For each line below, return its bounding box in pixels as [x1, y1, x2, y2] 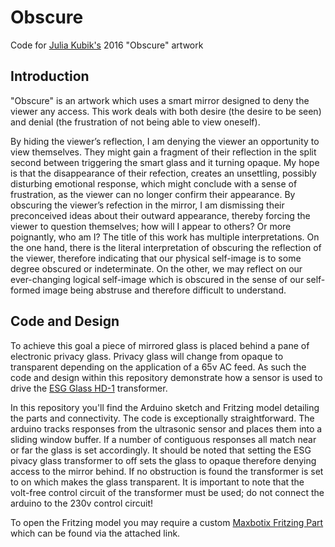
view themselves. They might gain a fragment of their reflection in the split [10, 146, 317, 158]
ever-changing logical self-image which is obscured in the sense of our [10, 273, 305, 285]
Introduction [10, 68, 90, 85]
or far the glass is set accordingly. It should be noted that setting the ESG [10, 444, 312, 456]
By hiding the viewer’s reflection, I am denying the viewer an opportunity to [10, 135, 320, 147]
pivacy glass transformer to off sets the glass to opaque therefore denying [10, 454, 317, 466]
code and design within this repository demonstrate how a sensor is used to [10, 371, 323, 383]
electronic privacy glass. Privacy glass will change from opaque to [10, 350, 284, 362]
